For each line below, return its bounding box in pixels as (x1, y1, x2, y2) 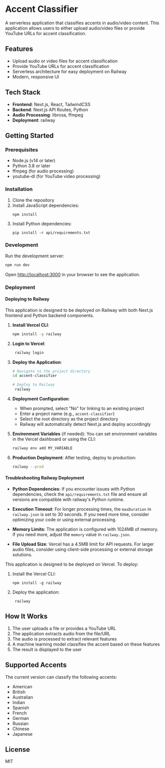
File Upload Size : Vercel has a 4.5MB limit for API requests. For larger (12, 541, 155, 547)
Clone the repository (12, 197, 55, 203)
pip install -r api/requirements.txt (12, 230, 91, 235)
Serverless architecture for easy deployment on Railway (12, 68, 127, 74)
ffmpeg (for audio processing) (12, 168, 74, 174)
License (5, 745, 30, 754)
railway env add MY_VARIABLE (12, 446, 73, 451)
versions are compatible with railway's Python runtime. (12, 497, 125, 503)
